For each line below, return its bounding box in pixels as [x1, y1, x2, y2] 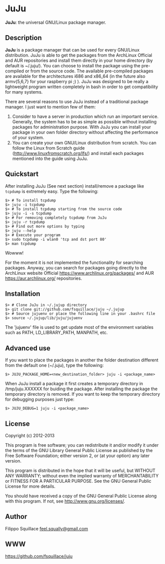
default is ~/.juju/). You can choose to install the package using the [5, 62, 140, 68]
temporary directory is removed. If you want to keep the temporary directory [5, 391, 160, 397]
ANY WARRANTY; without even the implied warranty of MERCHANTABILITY [5, 473, 159, 478]
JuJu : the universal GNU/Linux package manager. [5, 19, 106, 25]
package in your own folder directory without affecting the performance [12, 129, 159, 135]
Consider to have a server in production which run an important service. [12, 113, 159, 119]
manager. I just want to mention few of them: [5, 103, 96, 109]
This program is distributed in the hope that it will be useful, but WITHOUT [5, 467, 156, 473]
